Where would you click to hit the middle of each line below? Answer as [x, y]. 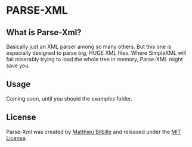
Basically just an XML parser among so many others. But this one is [89, 46]
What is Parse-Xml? [44, 32]
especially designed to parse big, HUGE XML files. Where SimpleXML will [96, 53]
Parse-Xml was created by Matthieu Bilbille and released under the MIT [94, 132]
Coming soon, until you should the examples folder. [69, 98]
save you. [18, 65]
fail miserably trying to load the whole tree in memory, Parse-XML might [95, 59]
